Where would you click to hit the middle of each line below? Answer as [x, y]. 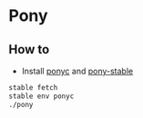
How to [29, 49]
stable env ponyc [41, 96]
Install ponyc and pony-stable [77, 71]
